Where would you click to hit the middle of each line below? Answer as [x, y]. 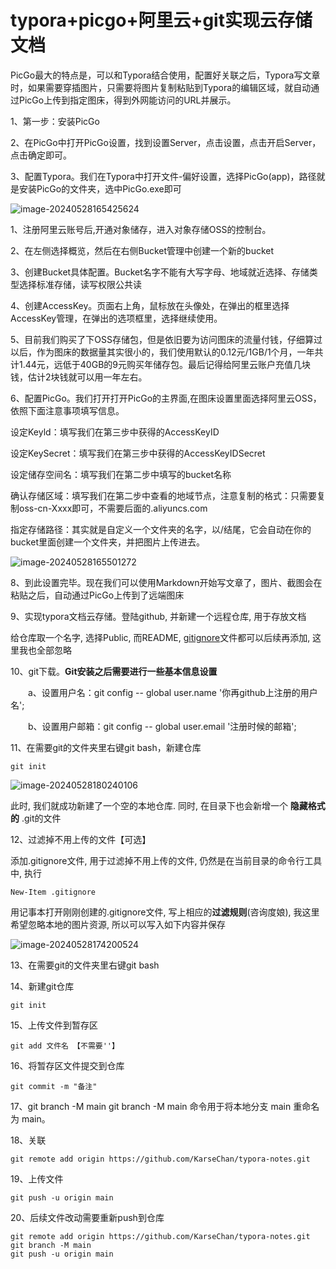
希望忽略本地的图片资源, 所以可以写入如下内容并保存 [118, 924]
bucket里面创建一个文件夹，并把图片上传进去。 [107, 542]
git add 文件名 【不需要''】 [65, 1046]
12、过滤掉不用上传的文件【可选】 [81, 839]
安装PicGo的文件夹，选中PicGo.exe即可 [100, 188]
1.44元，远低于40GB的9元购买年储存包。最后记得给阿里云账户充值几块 [164, 364]
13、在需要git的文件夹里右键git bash [85, 965]
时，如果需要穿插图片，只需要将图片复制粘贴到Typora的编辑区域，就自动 [161, 87]
